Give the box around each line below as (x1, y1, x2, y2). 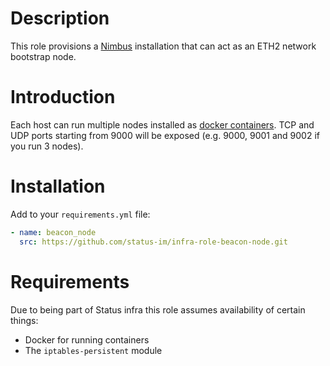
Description (10, 7, 110, 30)
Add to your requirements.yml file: (10, 208, 151, 220)
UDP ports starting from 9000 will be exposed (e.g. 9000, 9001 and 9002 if (10, 129, 320, 141)
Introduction (10, 86, 116, 109)
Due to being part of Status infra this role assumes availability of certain (10, 303, 306, 316)
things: (10, 314, 39, 326)
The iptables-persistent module (24, 344, 163, 356)
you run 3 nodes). (10, 140, 84, 152)
